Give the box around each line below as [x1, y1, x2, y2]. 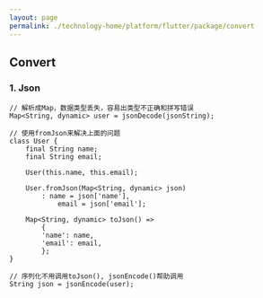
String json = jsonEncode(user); [9, 280, 135, 289]
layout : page [9, 13, 58, 22]
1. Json [9, 82, 40, 94]
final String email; [25, 153, 102, 162]
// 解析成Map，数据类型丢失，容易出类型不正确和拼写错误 [9, 104, 195, 113]
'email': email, [41, 239, 102, 248]
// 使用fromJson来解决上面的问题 [9, 129, 121, 138]
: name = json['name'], [41, 192, 130, 201]
